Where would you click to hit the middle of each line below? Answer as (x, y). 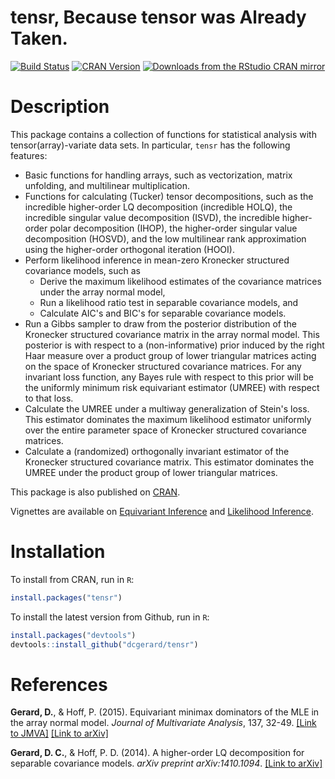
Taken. (39, 38)
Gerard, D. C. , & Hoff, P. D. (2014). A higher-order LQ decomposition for (157, 753)
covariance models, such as (82, 270)
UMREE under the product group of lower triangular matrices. (151, 472)
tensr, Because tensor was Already (158, 17)
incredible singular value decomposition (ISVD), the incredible (152, 217)
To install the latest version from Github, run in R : (110, 617)
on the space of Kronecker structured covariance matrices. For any (163, 366)
